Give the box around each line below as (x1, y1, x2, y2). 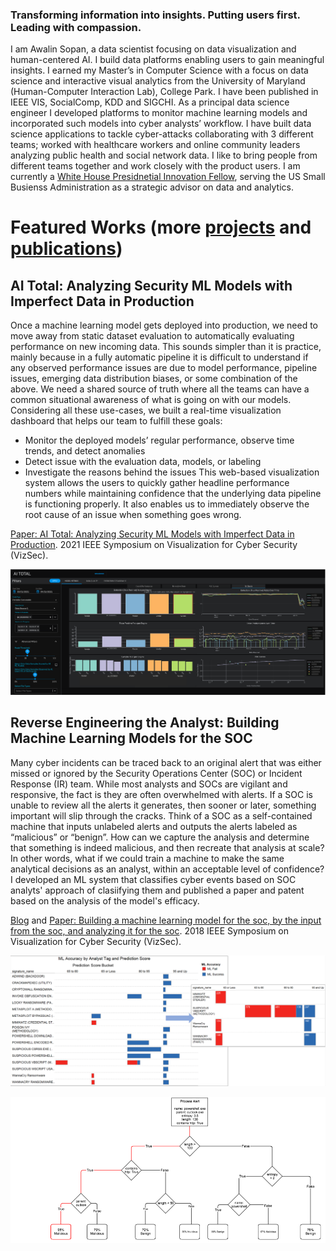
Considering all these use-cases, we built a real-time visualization (10, 404, 282, 417)
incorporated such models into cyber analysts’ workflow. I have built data (10, 118, 312, 130)
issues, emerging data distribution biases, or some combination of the (10, 373, 298, 385)
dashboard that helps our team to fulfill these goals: (10, 415, 223, 427)
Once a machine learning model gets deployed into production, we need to (10, 319, 319, 332)
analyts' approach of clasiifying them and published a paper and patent (10, 884, 305, 896)
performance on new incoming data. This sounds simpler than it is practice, (10, 341, 322, 353)
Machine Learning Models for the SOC (10, 730, 253, 747)
